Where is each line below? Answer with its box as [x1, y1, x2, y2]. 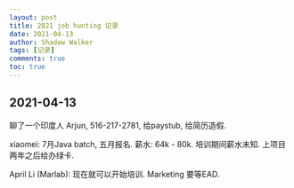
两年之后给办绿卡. [9, 150, 75, 161]
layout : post [9, 12, 58, 22]
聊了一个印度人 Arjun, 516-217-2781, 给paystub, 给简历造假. [9, 120, 227, 130]
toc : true [9, 63, 46, 72]
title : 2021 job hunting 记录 [9, 21, 118, 30]
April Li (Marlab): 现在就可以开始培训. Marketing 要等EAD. [9, 168, 220, 179]
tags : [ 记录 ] [9, 46, 55, 55]
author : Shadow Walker [9, 37, 94, 47]
